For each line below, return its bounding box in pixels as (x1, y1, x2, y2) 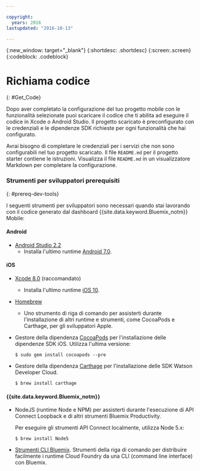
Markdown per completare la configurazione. (6, 162, 118, 169)
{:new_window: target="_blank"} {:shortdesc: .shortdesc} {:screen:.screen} (6, 47, 192, 54)
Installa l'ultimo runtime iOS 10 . (23, 287, 100, 294)
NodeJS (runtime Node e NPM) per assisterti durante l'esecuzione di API (14, 406, 194, 414)
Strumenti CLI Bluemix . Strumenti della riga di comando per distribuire (14, 446, 187, 454)
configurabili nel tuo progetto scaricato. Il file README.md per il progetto (6, 149, 179, 156)
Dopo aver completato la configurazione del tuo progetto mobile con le (6, 105, 181, 113)
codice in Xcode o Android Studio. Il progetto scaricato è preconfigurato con (6, 118, 195, 126)
